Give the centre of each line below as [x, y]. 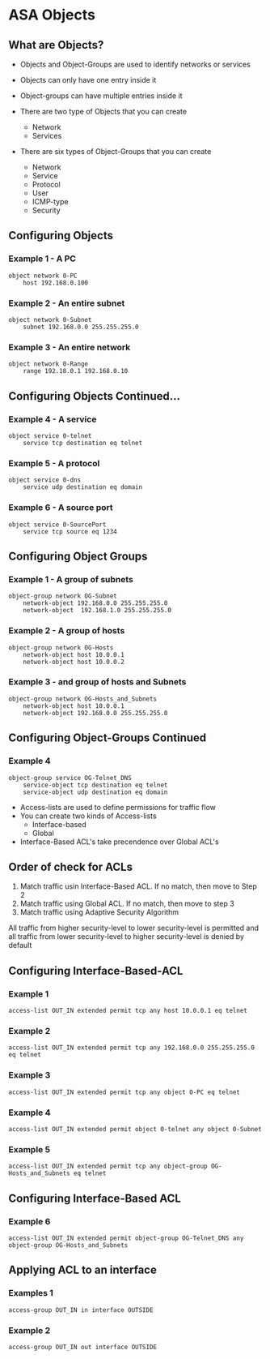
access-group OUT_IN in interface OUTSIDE [81, 1310]
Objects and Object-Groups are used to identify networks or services [135, 64]
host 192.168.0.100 [56, 283]
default [20, 945]
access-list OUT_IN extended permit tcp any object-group [108, 1166]
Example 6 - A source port [61, 508]
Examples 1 [31, 1293]
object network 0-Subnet [50, 319]
